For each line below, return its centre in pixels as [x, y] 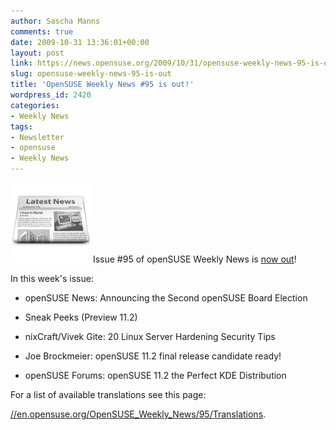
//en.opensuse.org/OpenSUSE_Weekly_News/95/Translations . [138, 414]
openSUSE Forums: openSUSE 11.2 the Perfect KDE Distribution [155, 375]
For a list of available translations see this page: [108, 394]
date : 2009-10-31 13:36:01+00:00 [80, 42]
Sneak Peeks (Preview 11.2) [81, 317]
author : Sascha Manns [55, 21]
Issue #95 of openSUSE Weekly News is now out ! [194, 259]
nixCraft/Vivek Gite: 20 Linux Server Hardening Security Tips [150, 336]
